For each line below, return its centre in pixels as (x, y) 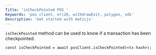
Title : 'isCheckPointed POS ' (37, 10)
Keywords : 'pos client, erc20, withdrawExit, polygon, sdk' (70, 14)
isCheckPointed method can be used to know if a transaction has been (78, 33)
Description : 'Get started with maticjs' (49, 19)
